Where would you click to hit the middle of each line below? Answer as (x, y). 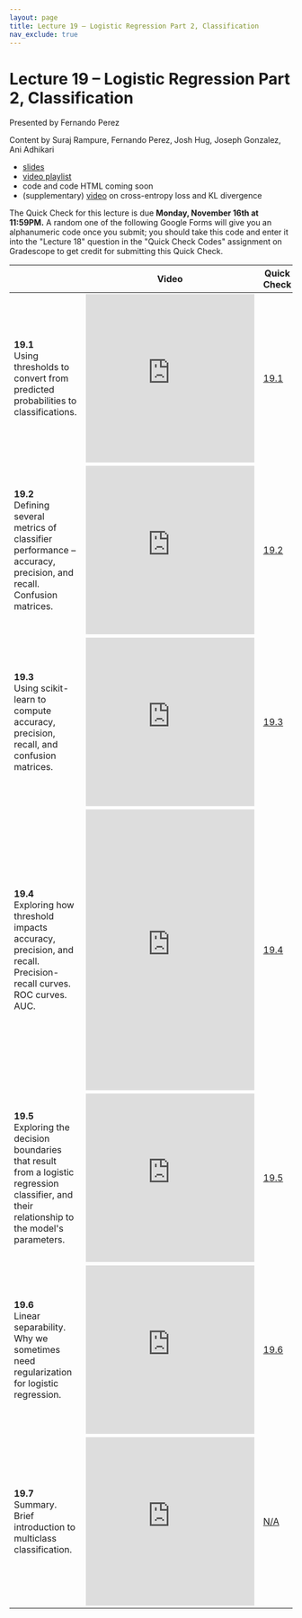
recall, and (36, 745)
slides (33, 167)
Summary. (36, 1505)
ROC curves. (40, 995)
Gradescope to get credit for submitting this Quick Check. (116, 252)
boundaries (38, 1150)
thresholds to (42, 367)
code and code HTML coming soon (88, 186)
